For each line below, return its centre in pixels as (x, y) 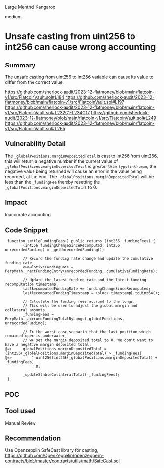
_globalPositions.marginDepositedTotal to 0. (51, 187)
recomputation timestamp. (32, 284)
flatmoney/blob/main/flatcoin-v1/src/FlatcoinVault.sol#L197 (65, 102)
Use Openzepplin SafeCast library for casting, (52, 450)
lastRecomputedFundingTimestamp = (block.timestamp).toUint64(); (91, 293)
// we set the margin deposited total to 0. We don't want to (88, 340)
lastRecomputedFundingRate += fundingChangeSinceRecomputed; (87, 289)
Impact (16, 203)
